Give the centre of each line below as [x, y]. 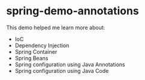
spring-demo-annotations [72, 11]
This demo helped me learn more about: [56, 27]
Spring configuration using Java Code [62, 70]
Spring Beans [31, 58]
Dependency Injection [42, 45]
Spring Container [36, 51]
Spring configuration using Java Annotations [70, 64]
